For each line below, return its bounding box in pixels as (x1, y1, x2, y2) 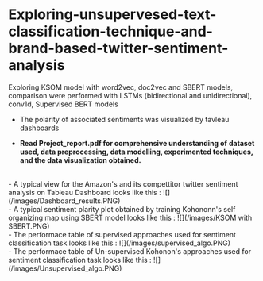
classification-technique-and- (8, 22, 213, 40)
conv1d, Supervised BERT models (8, 99, 119, 109)
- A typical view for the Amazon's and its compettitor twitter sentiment (8, 179, 238, 188)
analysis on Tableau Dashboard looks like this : (8, 187, 161, 197)
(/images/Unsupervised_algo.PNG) (8, 264, 122, 273)
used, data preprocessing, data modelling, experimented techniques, (19, 147, 253, 156)
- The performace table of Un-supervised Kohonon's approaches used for (8, 246, 252, 256)
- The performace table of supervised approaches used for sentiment (8, 229, 237, 239)
